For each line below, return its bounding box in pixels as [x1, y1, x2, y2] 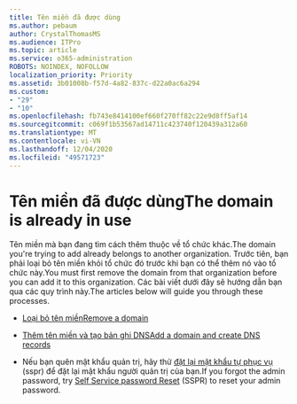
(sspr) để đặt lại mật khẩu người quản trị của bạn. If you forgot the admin [21, 366, 285, 377]
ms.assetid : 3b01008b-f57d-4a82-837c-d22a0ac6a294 [9, 79, 200, 88]
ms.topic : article [9, 46, 77, 55]
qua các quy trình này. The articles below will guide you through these [9, 286, 263, 297]
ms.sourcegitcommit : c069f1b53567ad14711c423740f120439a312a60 [9, 120, 248, 129]
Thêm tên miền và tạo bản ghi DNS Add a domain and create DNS [21, 330, 261, 341]
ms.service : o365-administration [9, 54, 133, 63]
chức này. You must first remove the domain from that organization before [9, 268, 277, 278]
